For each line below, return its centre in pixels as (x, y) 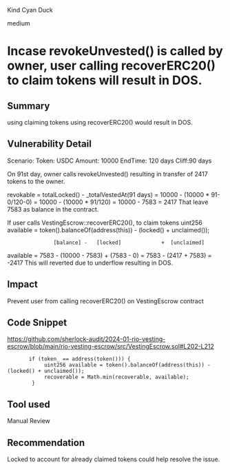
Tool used (29, 404)
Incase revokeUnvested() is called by (115, 51)
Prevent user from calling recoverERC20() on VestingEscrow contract (106, 301)
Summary (29, 106)
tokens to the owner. (36, 181)
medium (19, 23)
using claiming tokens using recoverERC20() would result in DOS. (100, 122)
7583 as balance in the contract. (53, 209)
